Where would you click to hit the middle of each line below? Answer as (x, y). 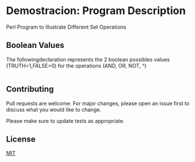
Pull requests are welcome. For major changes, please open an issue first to (98, 103)
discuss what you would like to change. (54, 109)
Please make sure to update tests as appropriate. (65, 120)
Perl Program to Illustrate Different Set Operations (66, 27)
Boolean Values (35, 45)
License (21, 139)
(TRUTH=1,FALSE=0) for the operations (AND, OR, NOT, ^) (76, 66)
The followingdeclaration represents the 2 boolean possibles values (88, 59)
